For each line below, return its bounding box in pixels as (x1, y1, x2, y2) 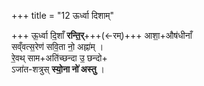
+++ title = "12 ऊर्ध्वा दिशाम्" (11, 10, 115, 21)
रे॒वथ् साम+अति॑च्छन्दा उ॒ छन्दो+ (11, 52, 108, 64)
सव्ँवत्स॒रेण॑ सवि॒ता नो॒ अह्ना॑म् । (11, 41, 104, 52)
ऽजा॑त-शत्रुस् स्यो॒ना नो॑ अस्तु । (11, 63, 105, 75)
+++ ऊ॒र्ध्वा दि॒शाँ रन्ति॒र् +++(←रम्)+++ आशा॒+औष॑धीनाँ (11, 30, 193, 41)
